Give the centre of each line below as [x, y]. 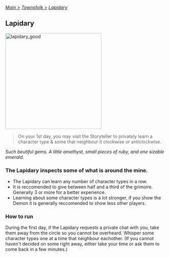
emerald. [15, 157]
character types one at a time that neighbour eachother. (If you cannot [80, 239]
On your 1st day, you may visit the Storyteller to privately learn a [85, 136]
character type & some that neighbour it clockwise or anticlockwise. [90, 142]
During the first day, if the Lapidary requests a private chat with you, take [82, 228]
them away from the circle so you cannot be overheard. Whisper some [80, 233]
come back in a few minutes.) [36, 249]
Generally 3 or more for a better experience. [59, 192]
